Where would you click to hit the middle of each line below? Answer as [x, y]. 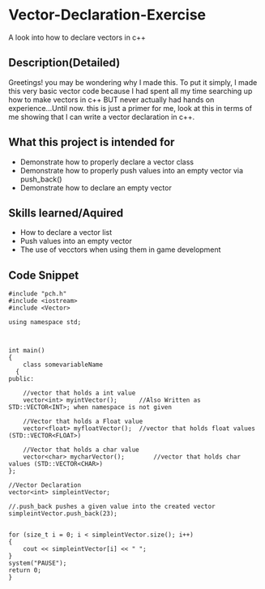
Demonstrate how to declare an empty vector [96, 187]
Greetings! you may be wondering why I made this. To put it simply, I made [133, 82]
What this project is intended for [92, 142]
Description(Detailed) [64, 63]
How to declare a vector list [66, 233]
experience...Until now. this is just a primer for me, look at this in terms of [130, 108]
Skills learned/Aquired [66, 213]
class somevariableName [63, 365]
